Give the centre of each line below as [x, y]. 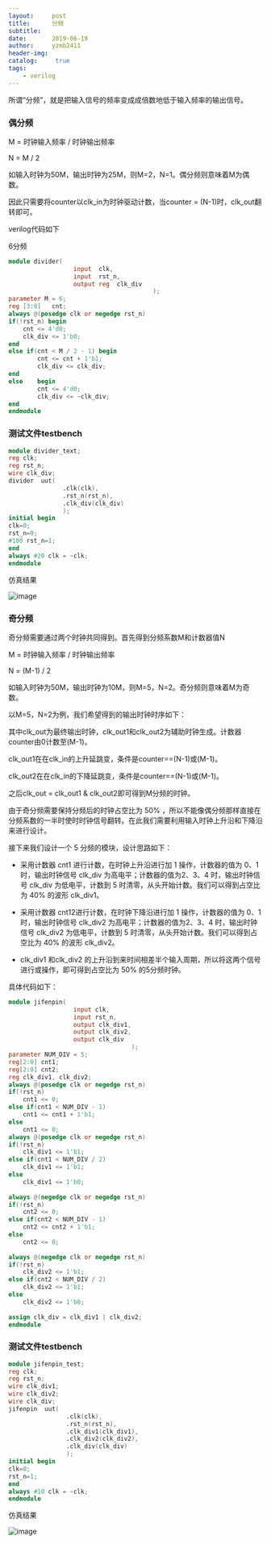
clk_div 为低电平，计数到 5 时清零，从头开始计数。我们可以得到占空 [142, 885]
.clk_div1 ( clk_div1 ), [102, 1431]
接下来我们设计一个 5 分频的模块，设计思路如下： [90, 847]
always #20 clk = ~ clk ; [48, 556]
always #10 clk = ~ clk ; [48, 1492]
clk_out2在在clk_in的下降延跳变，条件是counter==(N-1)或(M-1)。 [116, 776]
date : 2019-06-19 [48, 38]
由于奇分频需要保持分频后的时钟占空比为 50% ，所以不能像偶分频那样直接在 [135, 810]
